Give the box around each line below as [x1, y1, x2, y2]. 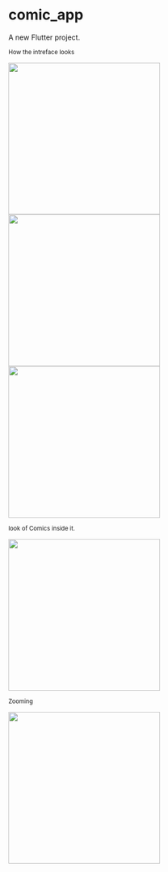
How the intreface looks [8, 48, 75, 56]
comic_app [8, 6, 84, 24]
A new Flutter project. [8, 32, 81, 42]
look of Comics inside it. [8, 524, 75, 532]
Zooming [8, 697, 34, 705]
